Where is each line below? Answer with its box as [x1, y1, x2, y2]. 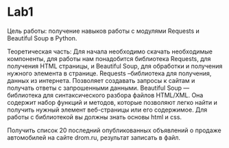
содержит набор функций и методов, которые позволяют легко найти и [7, 98, 217, 106]
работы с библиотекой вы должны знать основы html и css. [7, 112, 182, 121]
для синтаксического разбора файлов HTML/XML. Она [43, 90, 204, 99]
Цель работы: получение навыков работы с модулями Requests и [7, 27, 200, 35]
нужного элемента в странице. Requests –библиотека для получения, [7, 69, 212, 77]
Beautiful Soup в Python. [7, 34, 77, 42]
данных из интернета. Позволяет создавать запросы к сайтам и [7, 76, 195, 84]
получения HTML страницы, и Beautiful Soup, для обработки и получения [7, 62, 223, 70]
